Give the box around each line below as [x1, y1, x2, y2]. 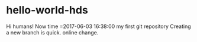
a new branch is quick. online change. [6, 29, 99, 36]
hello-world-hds [6, 3, 89, 17]
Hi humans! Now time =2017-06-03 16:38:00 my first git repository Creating [6, 23, 191, 30]
